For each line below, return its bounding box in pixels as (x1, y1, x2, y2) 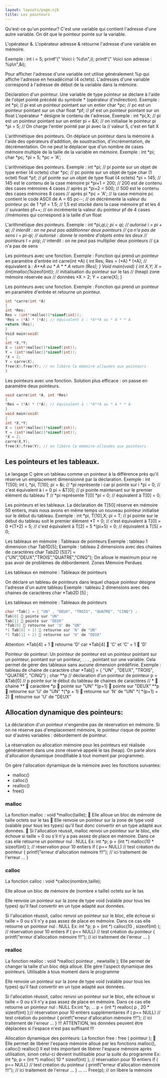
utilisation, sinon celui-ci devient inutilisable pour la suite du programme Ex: (5, 1051, 161, 1057)
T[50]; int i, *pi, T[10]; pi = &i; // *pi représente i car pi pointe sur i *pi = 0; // (5, 482, 160, 488)
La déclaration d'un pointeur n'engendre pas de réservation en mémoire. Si (5, 721, 160, 727)
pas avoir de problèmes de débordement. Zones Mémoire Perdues (5, 559, 142, 565)
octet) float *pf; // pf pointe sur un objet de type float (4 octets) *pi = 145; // (5, 174, 161, 180)
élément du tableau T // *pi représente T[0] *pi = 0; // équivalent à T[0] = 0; (5, 492, 161, 498)
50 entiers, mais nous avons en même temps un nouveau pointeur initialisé (5, 507, 159, 513)
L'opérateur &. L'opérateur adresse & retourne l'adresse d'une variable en (5, 41, 156, 47)
